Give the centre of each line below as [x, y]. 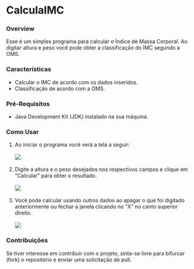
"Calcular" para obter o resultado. [56, 176]
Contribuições [27, 241]
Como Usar [23, 132]
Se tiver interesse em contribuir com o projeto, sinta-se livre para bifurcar [96, 253]
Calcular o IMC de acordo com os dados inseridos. [76, 82]
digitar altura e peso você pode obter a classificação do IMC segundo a [93, 48]
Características [29, 70]
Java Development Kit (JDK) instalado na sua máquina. [81, 117]
